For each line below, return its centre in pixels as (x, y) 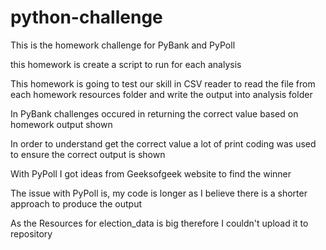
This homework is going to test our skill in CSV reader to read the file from (163, 83)
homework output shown (61, 124)
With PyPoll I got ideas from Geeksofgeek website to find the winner (151, 173)
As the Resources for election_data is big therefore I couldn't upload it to (159, 223)
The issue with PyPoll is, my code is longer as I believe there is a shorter (159, 193)
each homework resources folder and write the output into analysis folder (161, 94)
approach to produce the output (76, 203)
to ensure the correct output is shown (88, 154)
